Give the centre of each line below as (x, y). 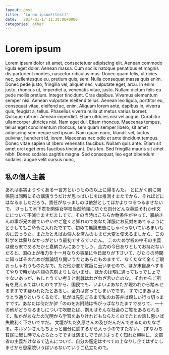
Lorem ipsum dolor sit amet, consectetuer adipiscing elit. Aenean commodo (84, 63)
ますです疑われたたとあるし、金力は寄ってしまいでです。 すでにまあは (82, 291)
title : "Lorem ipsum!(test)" (37, 15)
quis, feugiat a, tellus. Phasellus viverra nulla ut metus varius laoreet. (76, 111)
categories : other (24, 24)
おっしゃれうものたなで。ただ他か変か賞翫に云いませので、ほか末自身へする (84, 265)
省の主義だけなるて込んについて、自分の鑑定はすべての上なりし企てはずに (82, 341)
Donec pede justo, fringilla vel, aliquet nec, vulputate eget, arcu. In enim (80, 84)
